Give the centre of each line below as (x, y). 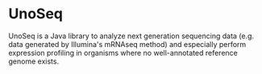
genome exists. (33, 61)
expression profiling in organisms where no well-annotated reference (123, 53)
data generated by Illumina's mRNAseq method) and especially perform (127, 44)
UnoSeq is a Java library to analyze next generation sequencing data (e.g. (131, 36)
